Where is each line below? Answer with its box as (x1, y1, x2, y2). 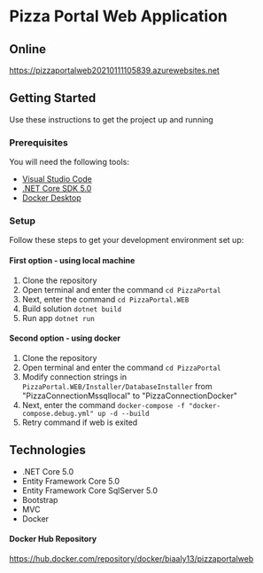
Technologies (9, 443, 87, 458)
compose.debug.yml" (21, 409, 95, 418)
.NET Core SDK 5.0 (21, 184, 92, 194)
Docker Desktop (21, 192, 81, 203)
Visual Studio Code (21, 174, 93, 184)
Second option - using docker (9, 333, 121, 343)
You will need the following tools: (9, 157, 130, 168)
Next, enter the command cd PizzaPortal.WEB (21, 294, 190, 304)
